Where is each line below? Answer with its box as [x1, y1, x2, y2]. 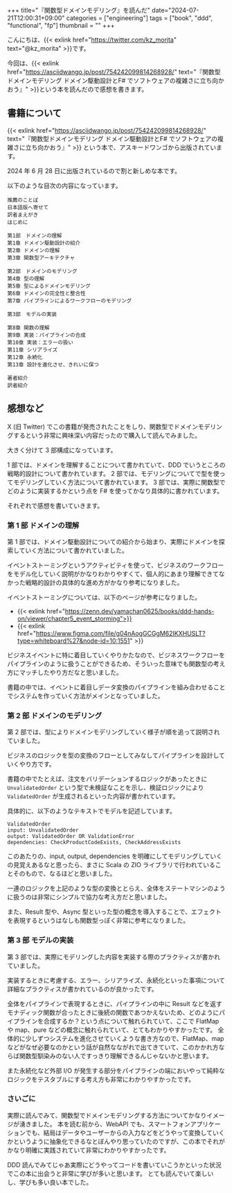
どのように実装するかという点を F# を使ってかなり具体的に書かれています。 [7, 486, 224, 495]
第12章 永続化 [7, 354, 43, 361]
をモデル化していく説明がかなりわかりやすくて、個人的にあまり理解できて [7, 569, 220, 578]
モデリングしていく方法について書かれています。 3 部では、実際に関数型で [12, 478, 226, 486]
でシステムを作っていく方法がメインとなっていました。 [7, 691, 164, 700]
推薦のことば [7, 197, 39, 204]
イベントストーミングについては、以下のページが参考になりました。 [7, 593, 202, 601]
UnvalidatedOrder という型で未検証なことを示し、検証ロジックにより [7, 784, 204, 792]
